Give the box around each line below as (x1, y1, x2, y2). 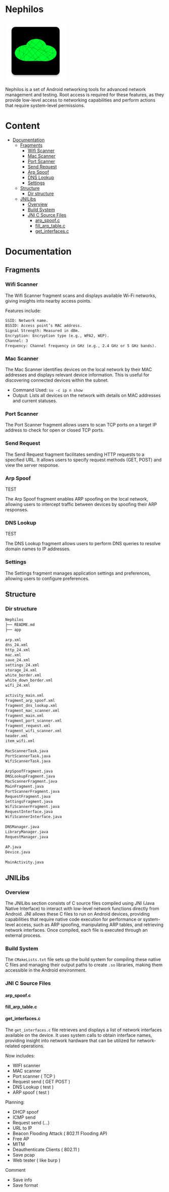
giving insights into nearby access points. (5, 298, 92, 304)
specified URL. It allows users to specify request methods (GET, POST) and (5, 456, 162, 463)
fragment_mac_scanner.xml (5, 708, 60, 713)
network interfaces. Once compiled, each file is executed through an (5, 927, 148, 933)
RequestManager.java (5, 835, 49, 840)
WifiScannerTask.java (5, 759, 51, 764)
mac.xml (5, 653, 22, 658)
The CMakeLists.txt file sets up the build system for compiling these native (5, 957, 161, 963)
